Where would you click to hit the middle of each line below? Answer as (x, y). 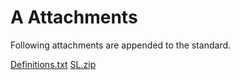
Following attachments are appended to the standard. (121, 45)
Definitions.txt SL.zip (53, 64)
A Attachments (74, 17)
